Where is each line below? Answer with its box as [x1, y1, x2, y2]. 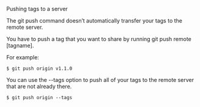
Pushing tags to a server [6, 6, 69, 12]
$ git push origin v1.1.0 [6, 65, 72, 72]
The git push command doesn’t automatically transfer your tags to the [6, 17, 182, 24]
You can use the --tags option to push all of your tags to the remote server [6, 76, 194, 83]
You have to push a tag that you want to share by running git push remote [6, 35, 191, 42]
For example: [6, 54, 40, 61]
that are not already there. [6, 83, 72, 90]
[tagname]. [6, 42, 34, 49]
